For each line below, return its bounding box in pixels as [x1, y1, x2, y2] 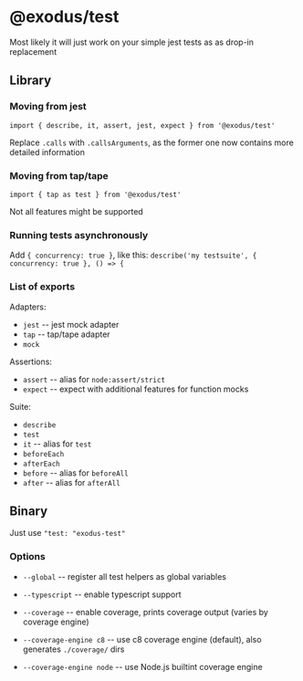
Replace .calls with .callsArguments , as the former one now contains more [9, 137, 294, 148]
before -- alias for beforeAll [22, 467, 130, 478]
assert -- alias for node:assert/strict [22, 373, 166, 384]
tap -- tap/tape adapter [22, 329, 111, 340]
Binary [9, 503, 48, 519]
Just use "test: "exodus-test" [9, 528, 126, 539]
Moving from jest [9, 100, 87, 113]
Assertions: [9, 356, 53, 367]
